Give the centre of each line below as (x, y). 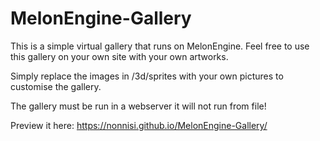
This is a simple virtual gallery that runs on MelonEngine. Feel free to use (160, 46)
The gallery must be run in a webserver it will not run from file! (138, 106)
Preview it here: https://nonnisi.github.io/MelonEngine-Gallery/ (139, 125)
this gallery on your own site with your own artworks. (119, 56)
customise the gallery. (56, 86)
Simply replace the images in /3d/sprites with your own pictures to (147, 76)
